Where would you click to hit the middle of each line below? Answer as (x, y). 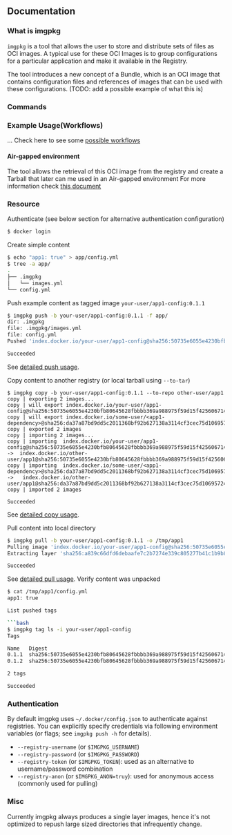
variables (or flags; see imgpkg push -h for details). (79, 733)
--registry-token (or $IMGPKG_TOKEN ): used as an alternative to (106, 762)
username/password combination (65, 769)
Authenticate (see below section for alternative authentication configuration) (116, 219)
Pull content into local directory (51, 528)
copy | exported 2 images (44, 429)
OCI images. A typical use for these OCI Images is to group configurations (112, 53)
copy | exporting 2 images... (51, 399)
